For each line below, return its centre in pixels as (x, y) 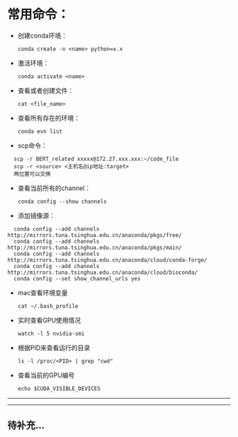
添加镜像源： (36, 215)
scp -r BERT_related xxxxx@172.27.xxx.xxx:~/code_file (96, 159)
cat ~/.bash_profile (48, 306)
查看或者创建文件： (46, 90)
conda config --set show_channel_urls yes (77, 278)
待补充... (26, 425)
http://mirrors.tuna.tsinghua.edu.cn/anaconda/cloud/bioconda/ (103, 272)
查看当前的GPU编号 (46, 375)
